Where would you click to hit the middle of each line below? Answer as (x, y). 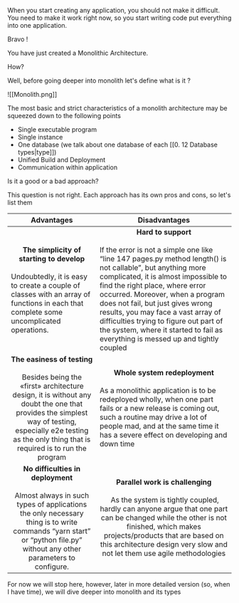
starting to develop (52, 259)
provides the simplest (52, 413)
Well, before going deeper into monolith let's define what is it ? (99, 80)
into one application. (37, 25)
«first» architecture (52, 386)
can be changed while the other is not (164, 518)
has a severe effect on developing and (163, 435)
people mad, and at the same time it (159, 426)
